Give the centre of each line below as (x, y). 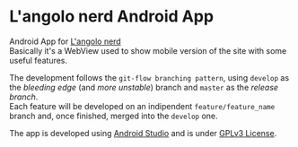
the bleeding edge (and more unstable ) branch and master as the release (144, 87)
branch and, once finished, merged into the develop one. (114, 116)
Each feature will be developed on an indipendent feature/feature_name (142, 106)
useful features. (39, 60)
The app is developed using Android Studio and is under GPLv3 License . (143, 133)
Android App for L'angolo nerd (65, 41)
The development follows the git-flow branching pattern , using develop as (149, 77)
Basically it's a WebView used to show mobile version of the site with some (148, 50)
